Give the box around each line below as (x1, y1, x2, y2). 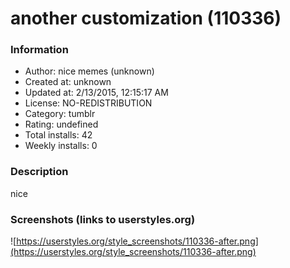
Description (10, 165, 69, 179)
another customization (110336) (10, 7, 282, 30)
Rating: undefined (24, 118, 99, 131)
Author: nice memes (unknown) (24, 65, 155, 77)
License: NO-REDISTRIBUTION (24, 97, 153, 109)
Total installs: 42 (24, 129, 93, 141)
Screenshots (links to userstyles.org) (10, 212, 196, 226)
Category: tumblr (24, 108, 96, 120)
